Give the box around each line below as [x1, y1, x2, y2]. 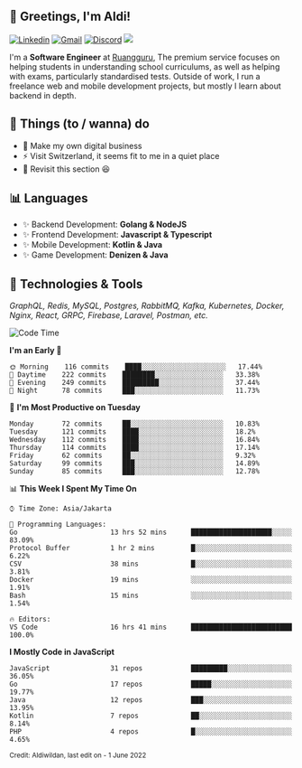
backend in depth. [9, 89, 77, 100]
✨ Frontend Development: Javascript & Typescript [22, 229, 213, 240]
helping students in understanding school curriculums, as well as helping [9, 61, 280, 72]
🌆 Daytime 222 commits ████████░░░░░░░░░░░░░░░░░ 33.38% [9, 370, 260, 379]
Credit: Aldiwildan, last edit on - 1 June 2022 [9, 751, 147, 760]
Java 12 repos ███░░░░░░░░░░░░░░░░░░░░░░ [9, 696, 293, 705]
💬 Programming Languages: [9, 520, 106, 529]
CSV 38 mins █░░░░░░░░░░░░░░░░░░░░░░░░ [9, 559, 293, 569]
